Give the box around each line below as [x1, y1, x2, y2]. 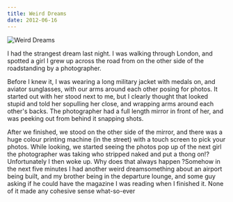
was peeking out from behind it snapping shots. [7, 114, 144, 122]
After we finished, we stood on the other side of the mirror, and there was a [7, 128, 223, 136]
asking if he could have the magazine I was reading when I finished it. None [7, 179, 224, 187]
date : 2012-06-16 [7, 17, 58, 24]
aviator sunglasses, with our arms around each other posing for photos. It [7, 85, 218, 93]
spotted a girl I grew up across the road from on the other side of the [7, 56, 204, 65]
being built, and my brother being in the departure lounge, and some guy [7, 171, 216, 180]
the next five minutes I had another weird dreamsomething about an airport [7, 165, 223, 173]
